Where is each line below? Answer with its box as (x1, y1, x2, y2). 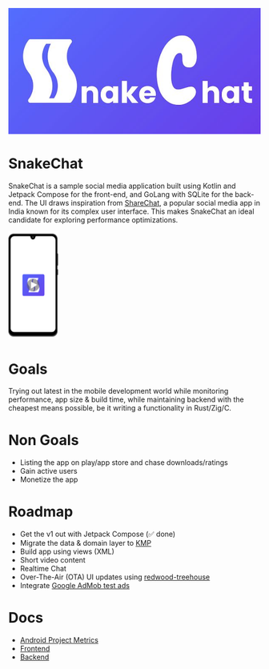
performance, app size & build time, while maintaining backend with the (8, 395, 244, 404)
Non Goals (8, 431, 79, 450)
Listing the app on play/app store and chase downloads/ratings (19, 458, 228, 467)
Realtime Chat (19, 564, 66, 574)
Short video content (19, 555, 86, 565)
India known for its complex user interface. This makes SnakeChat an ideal (8, 206, 255, 216)
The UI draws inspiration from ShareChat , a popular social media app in (24, 198, 261, 207)
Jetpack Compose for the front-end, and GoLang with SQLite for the (8, 189, 234, 199)
